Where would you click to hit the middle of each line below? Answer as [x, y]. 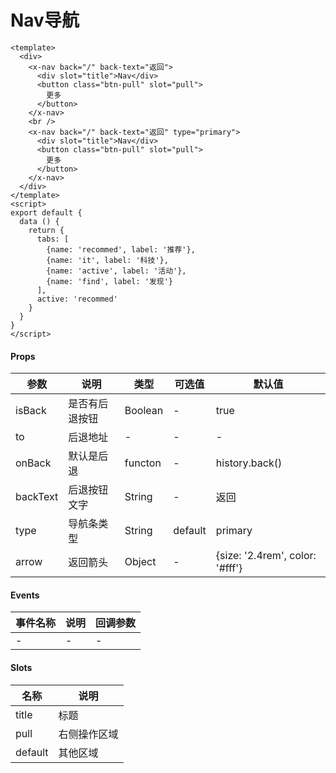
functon [143, 463]
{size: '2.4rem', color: [266, 556]
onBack [33, 463]
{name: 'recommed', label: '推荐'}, [121, 249]
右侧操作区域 [88, 734]
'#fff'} [229, 568]
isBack [31, 411]
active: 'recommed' [77, 299]
